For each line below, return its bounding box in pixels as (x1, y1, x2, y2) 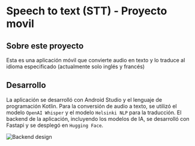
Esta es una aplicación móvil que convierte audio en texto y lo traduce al (6, 57, 185, 63)
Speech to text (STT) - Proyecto (6, 4, 167, 18)
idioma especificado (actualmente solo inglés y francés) (6, 63, 145, 70)
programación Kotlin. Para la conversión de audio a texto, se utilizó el (6, 102, 177, 109)
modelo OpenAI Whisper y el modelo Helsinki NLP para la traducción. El (6, 109, 182, 116)
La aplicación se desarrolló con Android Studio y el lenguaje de (6, 96, 163, 103)
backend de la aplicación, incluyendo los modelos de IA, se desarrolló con (6, 115, 190, 122)
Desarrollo (6, 80, 46, 90)
